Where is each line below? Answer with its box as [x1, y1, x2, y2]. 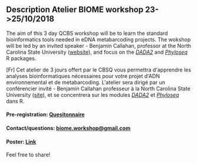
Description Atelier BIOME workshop [6, 5, 143, 15]
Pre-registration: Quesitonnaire [6, 111, 85, 118]
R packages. [6, 54, 37, 61]
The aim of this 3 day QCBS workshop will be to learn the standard [6, 30, 168, 37]
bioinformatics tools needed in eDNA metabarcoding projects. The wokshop [6, 35, 191, 43]
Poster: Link [6, 138, 37, 145]
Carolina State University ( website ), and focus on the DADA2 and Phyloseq [6, 48, 188, 56]
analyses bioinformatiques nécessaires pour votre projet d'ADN [6, 72, 160, 79]
